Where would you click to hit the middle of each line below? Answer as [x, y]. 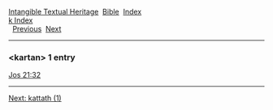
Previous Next [37, 29]
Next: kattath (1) [35, 98]
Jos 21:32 [25, 75]
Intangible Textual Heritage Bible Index [75, 12]
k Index [21, 20]
